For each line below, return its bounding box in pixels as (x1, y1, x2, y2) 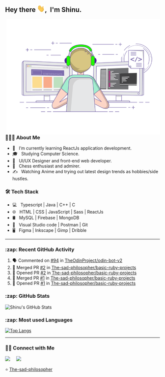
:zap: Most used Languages (5, 316, 73, 323)
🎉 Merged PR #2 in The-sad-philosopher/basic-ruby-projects (12, 265, 137, 271)
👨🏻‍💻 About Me (5, 134, 40, 141)
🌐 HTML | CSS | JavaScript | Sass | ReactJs (12, 209, 104, 215)
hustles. (12, 176, 28, 182)
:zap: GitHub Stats (5, 292, 50, 299)
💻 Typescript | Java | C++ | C (12, 202, 75, 208)
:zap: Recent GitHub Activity (5, 246, 75, 253)
